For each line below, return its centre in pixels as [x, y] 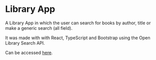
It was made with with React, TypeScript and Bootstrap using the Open [78, 38]
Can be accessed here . [29, 53]
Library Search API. [25, 43]
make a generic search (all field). [39, 28]
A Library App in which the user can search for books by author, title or [78, 23]
